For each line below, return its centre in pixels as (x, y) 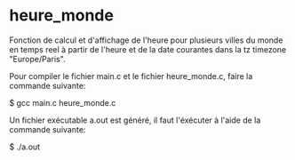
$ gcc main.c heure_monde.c (63, 102)
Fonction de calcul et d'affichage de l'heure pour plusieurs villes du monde (146, 40)
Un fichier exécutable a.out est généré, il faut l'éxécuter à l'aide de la (135, 120)
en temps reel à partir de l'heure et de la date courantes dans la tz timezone (148, 49)
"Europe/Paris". (37, 59)
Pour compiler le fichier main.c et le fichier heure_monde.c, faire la (131, 76)
